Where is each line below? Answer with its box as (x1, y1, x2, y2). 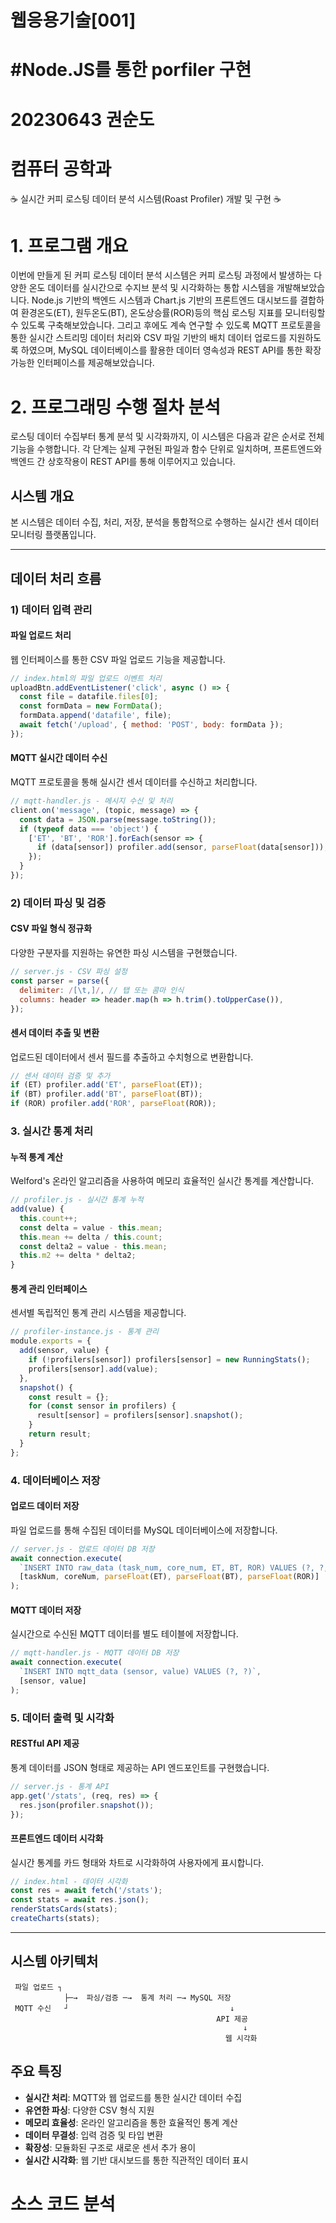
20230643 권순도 (10, 108, 155, 131)
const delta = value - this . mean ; (19, 1222, 163, 1233)
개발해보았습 (276, 282, 326, 294)
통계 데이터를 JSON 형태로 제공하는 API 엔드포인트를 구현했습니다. (10, 1761, 270, 1773)
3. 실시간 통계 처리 (10, 1124, 94, 1138)
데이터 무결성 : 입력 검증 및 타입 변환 (24, 2129, 164, 2141)
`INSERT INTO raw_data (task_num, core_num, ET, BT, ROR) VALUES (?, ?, (19, 1562, 329, 1573)
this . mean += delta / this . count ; (19, 1232, 163, 1242)
